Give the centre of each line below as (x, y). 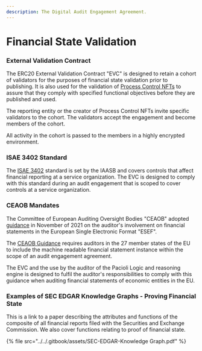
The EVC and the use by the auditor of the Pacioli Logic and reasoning (93, 267)
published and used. (32, 100)
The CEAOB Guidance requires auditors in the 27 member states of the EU (99, 243)
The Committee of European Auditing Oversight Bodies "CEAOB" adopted (98, 218)
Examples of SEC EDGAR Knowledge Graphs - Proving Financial (101, 296)
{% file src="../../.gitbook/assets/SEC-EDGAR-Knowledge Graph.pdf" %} (96, 341)
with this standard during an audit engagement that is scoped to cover (93, 183)
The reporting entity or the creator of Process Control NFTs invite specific (98, 111)
